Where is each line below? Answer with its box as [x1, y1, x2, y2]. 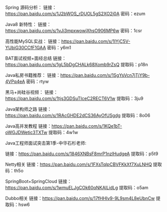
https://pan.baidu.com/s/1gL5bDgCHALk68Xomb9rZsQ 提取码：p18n [5, 62, 148, 67]
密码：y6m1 [47, 45, 71, 50]
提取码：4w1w [48, 130, 78, 135]
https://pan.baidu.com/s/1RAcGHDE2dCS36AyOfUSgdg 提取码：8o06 [5, 113, 150, 118]
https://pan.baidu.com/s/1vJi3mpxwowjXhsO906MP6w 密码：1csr [5, 28, 142, 34]
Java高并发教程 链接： [5, 123, 52, 129]
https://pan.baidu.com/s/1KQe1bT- [51, 123, 122, 129]
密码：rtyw [26, 78, 49, 84]
